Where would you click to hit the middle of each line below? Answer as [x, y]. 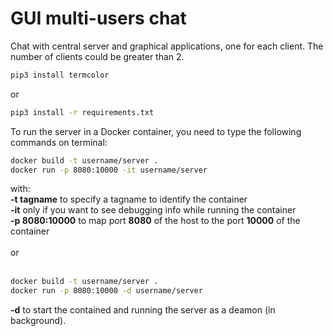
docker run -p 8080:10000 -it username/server [109, 170]
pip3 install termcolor [60, 75]
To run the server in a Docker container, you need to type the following [156, 131]
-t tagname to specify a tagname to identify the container [129, 199]
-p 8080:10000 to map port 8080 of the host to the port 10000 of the [155, 221]
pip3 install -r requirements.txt [82, 112]
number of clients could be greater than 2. [97, 56]
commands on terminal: [59, 142]
